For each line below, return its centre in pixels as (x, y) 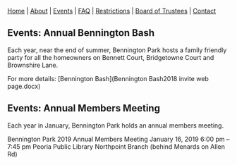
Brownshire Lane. (33, 65)
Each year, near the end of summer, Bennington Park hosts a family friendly (117, 50)
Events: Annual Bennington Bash (81, 33)
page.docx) (24, 86)
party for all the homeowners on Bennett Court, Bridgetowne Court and (111, 57)
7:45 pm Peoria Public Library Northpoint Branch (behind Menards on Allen (116, 146)
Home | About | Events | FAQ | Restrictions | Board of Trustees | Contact (112, 11)
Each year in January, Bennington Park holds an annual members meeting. (116, 125)
